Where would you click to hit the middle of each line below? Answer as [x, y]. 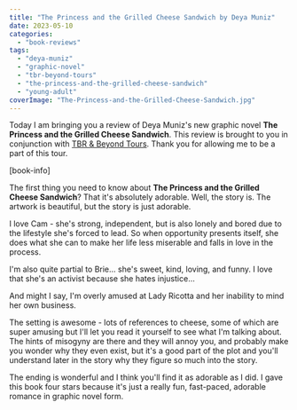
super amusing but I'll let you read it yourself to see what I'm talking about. [145, 332]
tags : [19, 51]
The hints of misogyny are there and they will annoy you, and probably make [149, 342]
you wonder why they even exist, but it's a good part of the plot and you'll [144, 351]
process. [25, 252]
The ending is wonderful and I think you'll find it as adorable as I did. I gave [146, 377]
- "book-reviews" [49, 42]
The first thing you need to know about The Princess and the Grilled [134, 188]
